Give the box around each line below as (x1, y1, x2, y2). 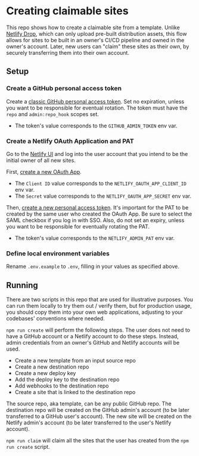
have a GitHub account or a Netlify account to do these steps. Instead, (6, 333, 179, 340)
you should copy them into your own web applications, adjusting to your (6, 308, 184, 316)
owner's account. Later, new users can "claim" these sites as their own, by (6, 43, 189, 50)
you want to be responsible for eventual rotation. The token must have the (6, 104, 188, 111)
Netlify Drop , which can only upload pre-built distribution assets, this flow (6, 30, 187, 37)
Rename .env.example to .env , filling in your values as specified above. (6, 263, 180, 270)
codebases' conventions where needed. (6, 315, 105, 322)
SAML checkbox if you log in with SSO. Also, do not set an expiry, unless (6, 216, 185, 224)
